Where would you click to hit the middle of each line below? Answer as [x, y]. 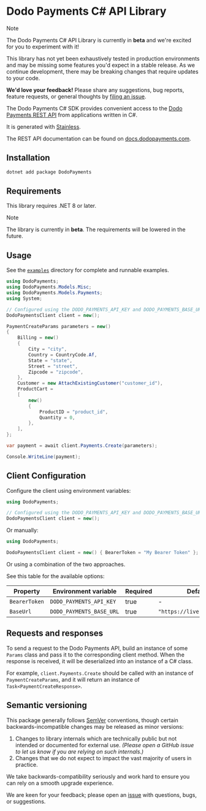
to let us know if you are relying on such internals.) [79, 752]
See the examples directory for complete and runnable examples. [88, 270]
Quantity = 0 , [57, 417]
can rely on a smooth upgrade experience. [60, 783]
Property [27, 591]
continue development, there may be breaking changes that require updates [102, 71]
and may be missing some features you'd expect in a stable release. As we [101, 65]
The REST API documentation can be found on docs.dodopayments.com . [99, 139]
